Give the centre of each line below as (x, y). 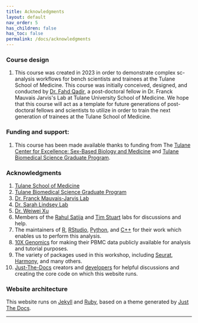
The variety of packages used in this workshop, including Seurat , (94, 254)
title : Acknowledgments (35, 12)
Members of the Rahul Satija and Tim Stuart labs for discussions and (98, 217)
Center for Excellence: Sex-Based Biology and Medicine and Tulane (97, 151)
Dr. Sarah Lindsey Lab (42, 204)
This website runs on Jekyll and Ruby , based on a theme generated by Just (98, 302)
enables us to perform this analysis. (58, 236)
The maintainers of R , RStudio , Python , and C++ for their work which (98, 230)
